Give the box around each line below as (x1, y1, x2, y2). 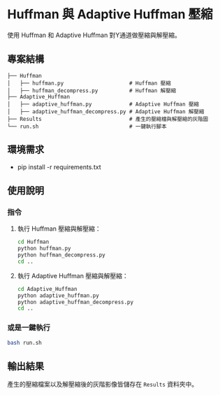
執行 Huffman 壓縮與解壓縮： (17, 224, 101, 233)
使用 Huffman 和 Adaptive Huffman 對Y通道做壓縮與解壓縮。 (7, 31, 182, 39)
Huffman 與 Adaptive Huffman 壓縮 (7, 6, 213, 22)
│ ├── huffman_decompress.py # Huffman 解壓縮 (7, 87, 177, 94)
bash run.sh (7, 339, 42, 346)
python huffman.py (17, 245, 71, 252)
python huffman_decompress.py (17, 252, 106, 259)
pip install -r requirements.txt (17, 162, 101, 171)
